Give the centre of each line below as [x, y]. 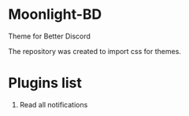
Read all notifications [54, 104]
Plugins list [45, 83]
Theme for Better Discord [49, 36]
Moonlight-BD [55, 14]
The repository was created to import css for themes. [94, 51]
